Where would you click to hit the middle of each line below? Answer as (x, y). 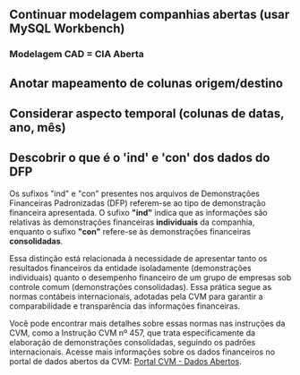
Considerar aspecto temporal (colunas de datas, (147, 114)
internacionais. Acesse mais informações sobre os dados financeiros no (142, 352)
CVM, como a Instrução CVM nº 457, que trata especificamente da (133, 332)
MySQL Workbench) (67, 29)
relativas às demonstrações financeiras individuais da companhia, (132, 222)
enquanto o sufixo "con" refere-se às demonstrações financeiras (130, 231)
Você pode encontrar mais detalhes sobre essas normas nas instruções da (147, 323)
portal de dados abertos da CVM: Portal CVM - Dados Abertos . (125, 361)
